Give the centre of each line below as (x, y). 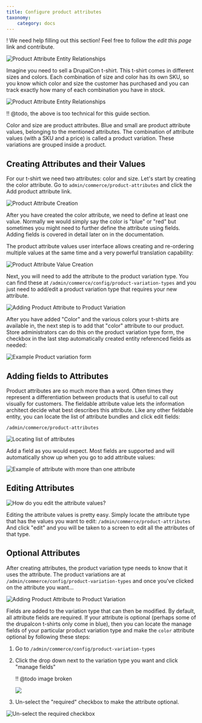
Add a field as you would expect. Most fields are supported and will (90, 451)
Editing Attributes (40, 488)
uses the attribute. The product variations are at (66, 574)
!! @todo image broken (44, 679)
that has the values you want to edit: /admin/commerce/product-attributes (99, 521)
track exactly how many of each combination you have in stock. (86, 90)
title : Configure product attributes (54, 12)
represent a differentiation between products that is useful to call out (92, 397)
